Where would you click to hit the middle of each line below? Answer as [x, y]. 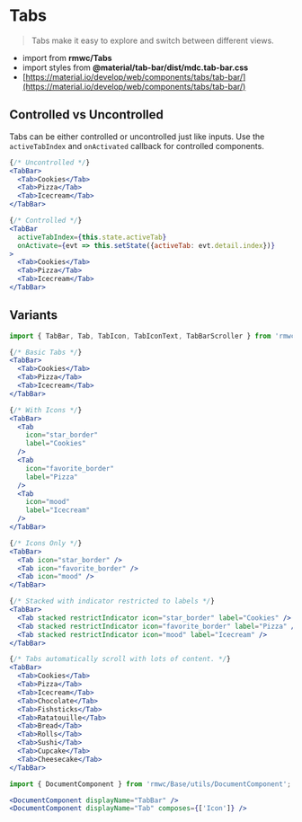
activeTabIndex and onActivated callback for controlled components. [137, 146]
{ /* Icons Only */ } [46, 543]
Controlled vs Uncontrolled [87, 115]
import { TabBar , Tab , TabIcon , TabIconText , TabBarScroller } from [140, 336]
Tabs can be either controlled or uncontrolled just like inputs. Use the [137, 137]
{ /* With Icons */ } [46, 410]
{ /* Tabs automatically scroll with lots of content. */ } [120, 659]
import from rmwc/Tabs [67, 57]
